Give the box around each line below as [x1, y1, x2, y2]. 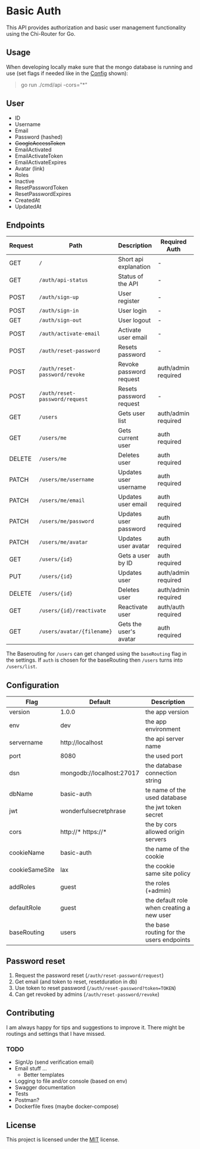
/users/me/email [39, 497, 85, 504]
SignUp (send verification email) [14, 1058, 94, 1066]
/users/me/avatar [39, 539, 88, 546]
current [118, 434, 139, 442]
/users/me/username [39, 477, 94, 483]
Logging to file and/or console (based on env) [14, 1078, 128, 1085]
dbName [9, 790, 33, 798]
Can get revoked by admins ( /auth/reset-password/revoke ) [14, 991, 160, 998]
